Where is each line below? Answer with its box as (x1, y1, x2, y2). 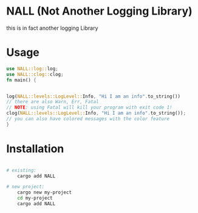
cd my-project (17, 195, 53, 201)
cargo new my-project (17, 189, 72, 195)
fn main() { (6, 77, 36, 83)
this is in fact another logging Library (6, 24, 98, 32)
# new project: (6, 184, 45, 190)
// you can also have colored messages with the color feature (6, 116, 170, 122)
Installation (6, 141, 64, 155)
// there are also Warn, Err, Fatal (6, 99, 99, 105)
